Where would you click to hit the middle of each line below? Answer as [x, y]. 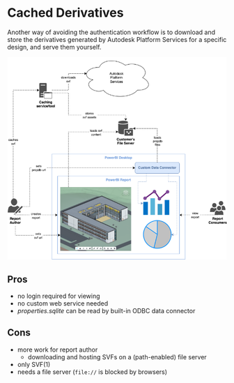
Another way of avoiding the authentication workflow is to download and [111, 32]
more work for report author [57, 350]
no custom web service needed [63, 303]
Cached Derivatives [65, 13]
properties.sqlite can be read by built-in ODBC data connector [106, 310]
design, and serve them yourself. [54, 47]
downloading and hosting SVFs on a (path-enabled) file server [117, 356]
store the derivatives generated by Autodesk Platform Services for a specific [117, 39]
